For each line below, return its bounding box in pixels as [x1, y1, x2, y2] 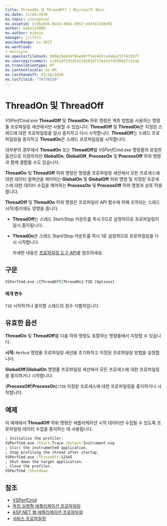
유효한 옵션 [5, 318, 37, 327]
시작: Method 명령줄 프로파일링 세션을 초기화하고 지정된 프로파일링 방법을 [5, 350, 147, 356]
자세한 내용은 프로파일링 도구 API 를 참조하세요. [12, 250, 104, 256]
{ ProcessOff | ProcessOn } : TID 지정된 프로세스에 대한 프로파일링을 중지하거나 [5, 383, 157, 389]
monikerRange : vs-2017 [5, 40, 52, 45]
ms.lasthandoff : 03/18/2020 [5, 72, 64, 77]
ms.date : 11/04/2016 [5, 12, 48, 17]
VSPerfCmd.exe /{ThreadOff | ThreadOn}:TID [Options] [5, 279, 115, 284]
